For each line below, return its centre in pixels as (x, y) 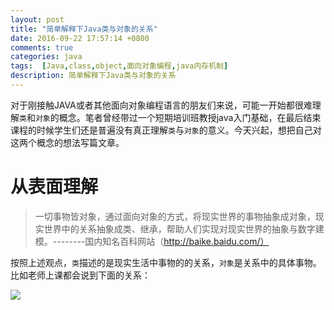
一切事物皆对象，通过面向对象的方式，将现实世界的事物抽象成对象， (175, 216)
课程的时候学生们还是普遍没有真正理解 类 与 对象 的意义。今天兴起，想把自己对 (166, 130)
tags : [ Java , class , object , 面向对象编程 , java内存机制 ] (119, 66)
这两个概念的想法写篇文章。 (67, 142)
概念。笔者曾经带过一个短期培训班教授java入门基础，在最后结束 (190, 117)
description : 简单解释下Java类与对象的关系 (93, 76)
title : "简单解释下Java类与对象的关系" (84, 29)
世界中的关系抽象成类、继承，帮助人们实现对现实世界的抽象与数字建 (184, 228)
